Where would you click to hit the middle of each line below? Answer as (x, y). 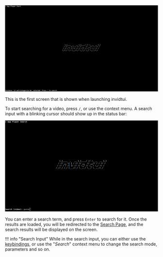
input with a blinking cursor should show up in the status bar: (66, 113)
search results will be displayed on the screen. (51, 229)
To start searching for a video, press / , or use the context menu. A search (79, 108)
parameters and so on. (28, 249)
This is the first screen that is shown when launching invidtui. (66, 99)
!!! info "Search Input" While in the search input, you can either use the (75, 239)
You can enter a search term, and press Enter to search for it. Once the (76, 219)
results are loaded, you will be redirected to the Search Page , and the (74, 224)
